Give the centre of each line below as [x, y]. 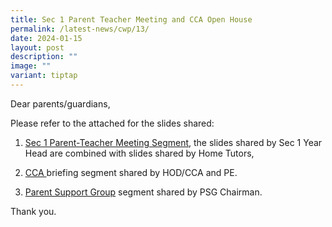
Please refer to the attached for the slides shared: [112, 123]
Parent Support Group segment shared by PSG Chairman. [143, 192]
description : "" [44, 57]
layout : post [37, 47]
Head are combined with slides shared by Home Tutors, [139, 153]
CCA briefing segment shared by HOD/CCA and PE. [131, 172]
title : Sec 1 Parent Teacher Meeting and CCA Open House [131, 19]
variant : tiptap [44, 76]
